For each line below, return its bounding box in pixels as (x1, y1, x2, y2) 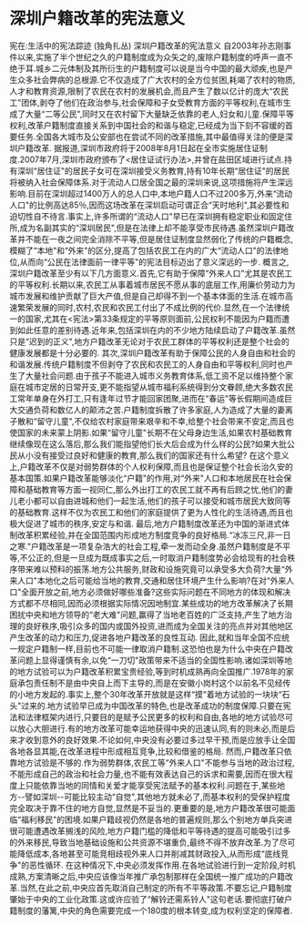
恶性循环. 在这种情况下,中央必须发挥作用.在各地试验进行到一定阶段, (28, 859, 280, 870)
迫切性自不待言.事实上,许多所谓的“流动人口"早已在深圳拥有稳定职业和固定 (9, 210, 285, 221)
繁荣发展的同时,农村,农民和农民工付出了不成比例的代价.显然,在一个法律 (16, 301, 282, 312)
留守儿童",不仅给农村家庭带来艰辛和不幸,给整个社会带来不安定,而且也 (36, 415, 294, 426)
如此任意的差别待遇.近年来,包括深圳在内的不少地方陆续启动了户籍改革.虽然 (16, 324, 296, 335)
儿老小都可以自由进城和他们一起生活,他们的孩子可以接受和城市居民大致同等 (9, 495, 291, 506)
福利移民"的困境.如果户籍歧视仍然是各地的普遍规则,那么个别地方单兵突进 (21, 814, 293, 825)
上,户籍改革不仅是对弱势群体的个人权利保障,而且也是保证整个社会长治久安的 (9, 461, 294, 472)
